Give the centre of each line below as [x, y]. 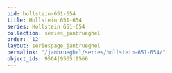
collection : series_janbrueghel [54, 33]
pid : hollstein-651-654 [42, 14]
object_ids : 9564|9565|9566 [48, 59]
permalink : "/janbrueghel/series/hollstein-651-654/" [87, 53]
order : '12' [24, 40]
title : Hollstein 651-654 [44, 20]
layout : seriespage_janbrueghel [54, 46]
